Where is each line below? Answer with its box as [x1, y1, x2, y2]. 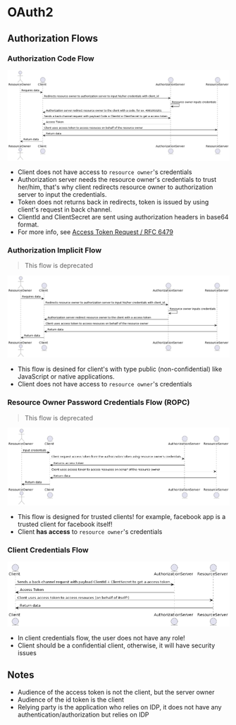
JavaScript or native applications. [17, 372, 115, 381]
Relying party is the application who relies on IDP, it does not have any [17, 702, 222, 711]
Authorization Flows [7, 32, 99, 44]
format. [17, 220, 39, 229]
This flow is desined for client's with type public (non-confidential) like [17, 365, 223, 374]
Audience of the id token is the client [17, 695, 125, 704]
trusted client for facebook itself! [17, 520, 113, 529]
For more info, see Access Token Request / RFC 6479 [17, 228, 174, 236]
